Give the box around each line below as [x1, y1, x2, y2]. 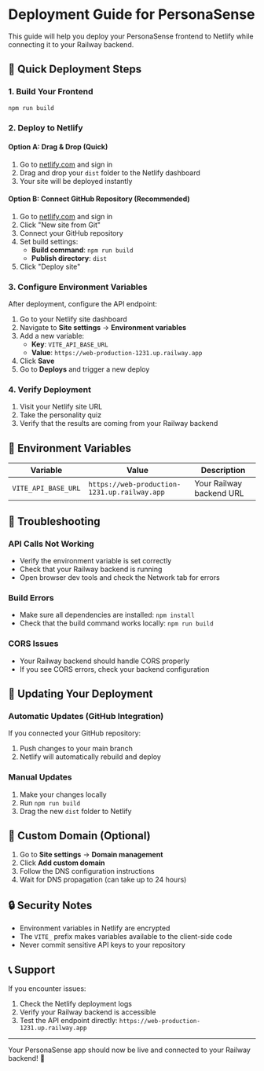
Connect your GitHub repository [19, 228, 123, 237]
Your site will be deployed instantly [19, 176, 133, 185]
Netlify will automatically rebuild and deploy [19, 752, 161, 761]
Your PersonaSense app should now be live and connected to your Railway [8, 1045, 251, 1054]
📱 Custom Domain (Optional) [8, 829, 151, 842]
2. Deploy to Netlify [8, 123, 84, 134]
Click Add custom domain [19, 858, 105, 867]
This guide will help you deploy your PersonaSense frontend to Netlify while [8, 31, 254, 41]
